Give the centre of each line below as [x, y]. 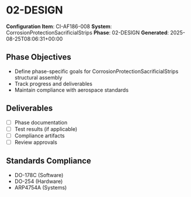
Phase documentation [41, 122]
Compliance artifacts [40, 136]
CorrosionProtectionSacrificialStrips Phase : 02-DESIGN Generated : [88, 32]
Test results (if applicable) [46, 129]
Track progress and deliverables [53, 84]
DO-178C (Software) [39, 175]
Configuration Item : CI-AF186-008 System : [59, 26]
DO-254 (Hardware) [39, 181]
